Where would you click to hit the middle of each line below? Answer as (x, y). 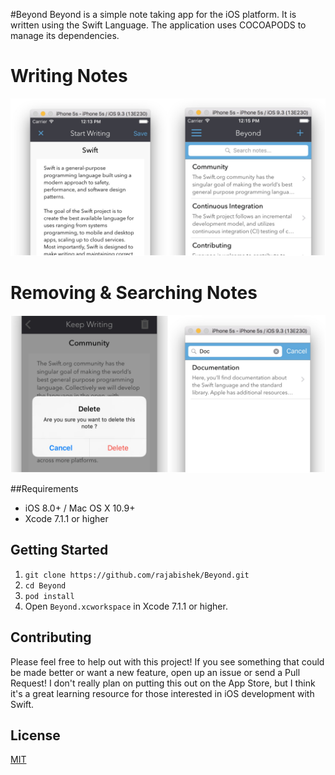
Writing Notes (69, 76)
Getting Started (59, 550)
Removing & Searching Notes (134, 293)
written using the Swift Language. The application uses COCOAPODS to (158, 25)
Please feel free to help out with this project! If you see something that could (167, 661)
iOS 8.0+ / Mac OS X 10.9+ (80, 508)
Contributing (51, 637)
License (35, 735)
